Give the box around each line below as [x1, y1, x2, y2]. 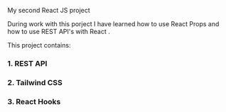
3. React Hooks [7, 96, 61, 106]
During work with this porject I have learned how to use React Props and [7, 20, 220, 28]
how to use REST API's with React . [7, 28, 110, 35]
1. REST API [7, 58, 48, 68]
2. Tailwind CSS [7, 77, 63, 87]
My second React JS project [7, 6, 90, 14]
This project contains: [7, 41, 71, 49]
